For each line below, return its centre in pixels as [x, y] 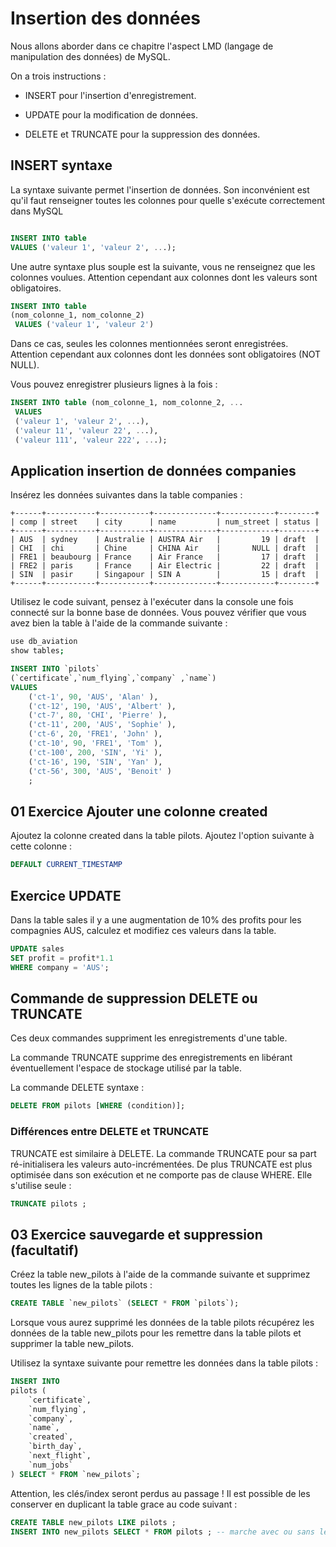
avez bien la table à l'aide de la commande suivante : [119, 623]
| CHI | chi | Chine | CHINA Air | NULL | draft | [165, 548]
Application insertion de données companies [153, 470]
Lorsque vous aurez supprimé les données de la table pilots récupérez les [162, 1323]
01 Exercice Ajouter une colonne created [139, 811]
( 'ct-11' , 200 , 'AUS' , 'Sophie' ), [102, 725]
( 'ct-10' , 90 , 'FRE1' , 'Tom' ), [95, 743]
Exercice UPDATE [66, 895]
